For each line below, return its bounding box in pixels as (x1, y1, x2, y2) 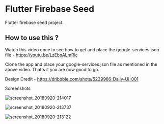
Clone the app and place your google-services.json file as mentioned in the (5, 61, 158, 67)
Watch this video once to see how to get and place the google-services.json (5, 46, 160, 52)
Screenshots (5, 85, 31, 91)
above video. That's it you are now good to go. (5, 66, 100, 72)
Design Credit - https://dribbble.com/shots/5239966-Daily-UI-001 (5, 76, 139, 82)
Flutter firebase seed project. (5, 20, 64, 25)
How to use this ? (5, 34, 59, 42)
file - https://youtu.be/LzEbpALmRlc (5, 52, 78, 58)
